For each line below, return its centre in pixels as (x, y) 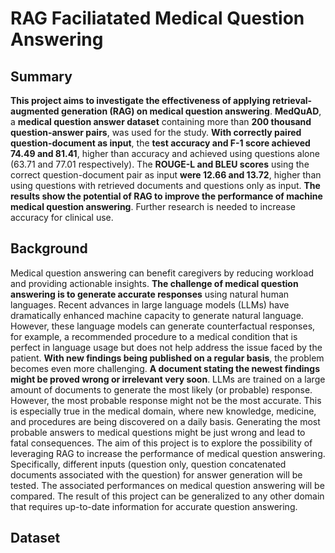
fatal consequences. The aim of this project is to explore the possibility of (161, 443)
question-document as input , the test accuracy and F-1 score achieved (160, 143)
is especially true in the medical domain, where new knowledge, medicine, (163, 411)
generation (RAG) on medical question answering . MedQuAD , (191, 111)
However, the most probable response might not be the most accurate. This (166, 400)
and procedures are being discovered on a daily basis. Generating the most (165, 421)
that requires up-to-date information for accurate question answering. (154, 506)
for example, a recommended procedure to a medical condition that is (154, 336)
